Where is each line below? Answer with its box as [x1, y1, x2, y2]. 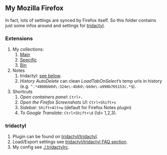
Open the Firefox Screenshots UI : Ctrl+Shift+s [19, 99, 116, 105]
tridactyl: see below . [19, 73, 61, 79]
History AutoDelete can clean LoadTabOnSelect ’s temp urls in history [19, 78, 163, 84]
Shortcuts [12, 89, 33, 95]
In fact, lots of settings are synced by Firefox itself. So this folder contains [5, 17, 157, 23]
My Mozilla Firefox [5, 4, 64, 12]
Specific [19, 57, 37, 63]
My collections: [12, 46, 44, 52]
